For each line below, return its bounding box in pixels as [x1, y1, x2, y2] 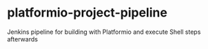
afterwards [7, 35, 38, 43]
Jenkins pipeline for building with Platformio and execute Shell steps [7, 28, 201, 36]
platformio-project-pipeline [7, 5, 167, 21]
